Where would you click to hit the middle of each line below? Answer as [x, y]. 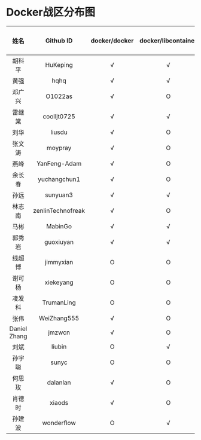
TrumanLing [59, 302]
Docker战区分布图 [51, 12]
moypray [59, 148]
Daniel [18, 328]
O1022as [59, 96]
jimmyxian [59, 262]
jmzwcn [59, 332]
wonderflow [59, 423]
